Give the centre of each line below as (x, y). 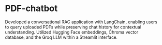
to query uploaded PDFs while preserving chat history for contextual (73, 27)
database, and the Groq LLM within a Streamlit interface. (61, 37)
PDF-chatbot (31, 8)
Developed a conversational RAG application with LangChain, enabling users (81, 22)
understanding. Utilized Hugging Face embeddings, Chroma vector (72, 32)
